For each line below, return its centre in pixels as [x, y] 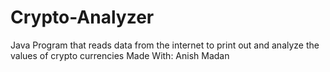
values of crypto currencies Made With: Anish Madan [120, 55]
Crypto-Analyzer [82, 17]
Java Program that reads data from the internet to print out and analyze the [165, 45]
